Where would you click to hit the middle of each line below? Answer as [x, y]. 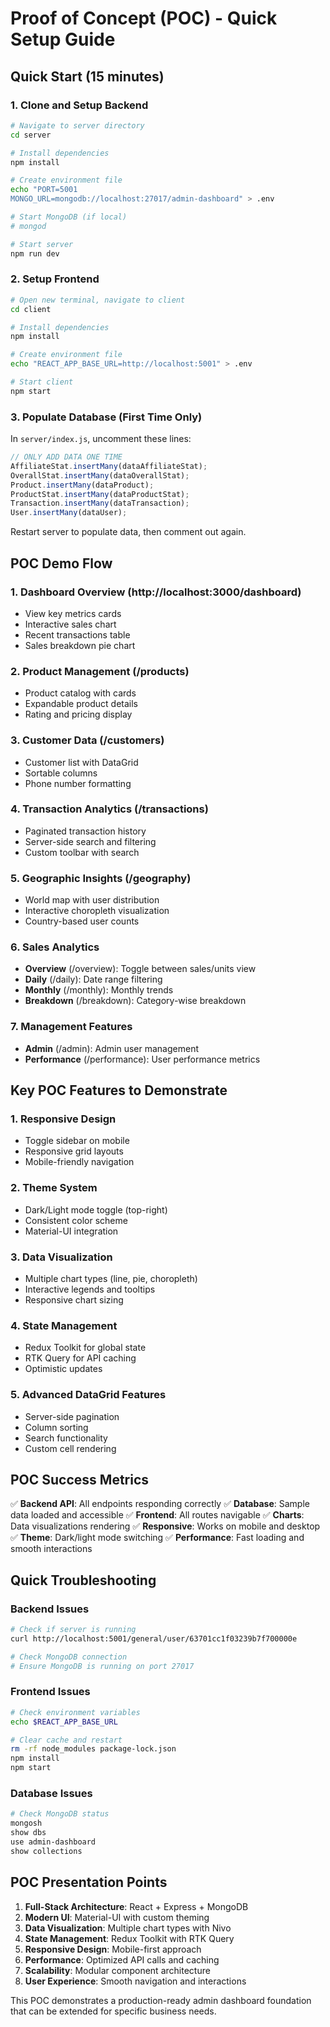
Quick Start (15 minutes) [87, 76]
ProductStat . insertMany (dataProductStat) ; [100, 494]
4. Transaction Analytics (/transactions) [109, 809]
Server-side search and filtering [90, 841]
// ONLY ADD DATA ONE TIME [66, 457]
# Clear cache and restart [66, 1740]
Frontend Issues [50, 1692]
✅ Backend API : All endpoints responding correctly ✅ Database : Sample [160, 1504]
